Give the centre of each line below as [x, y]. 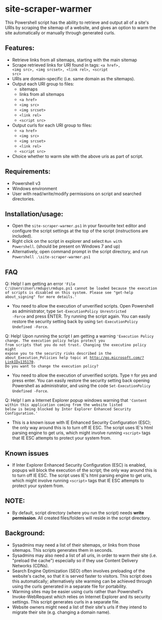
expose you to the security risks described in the [58, 354]
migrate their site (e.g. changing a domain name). [61, 612]
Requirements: [28, 172]
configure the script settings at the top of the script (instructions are [80, 231]
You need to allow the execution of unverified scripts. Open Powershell [83, 306]
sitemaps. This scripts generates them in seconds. [62, 550]
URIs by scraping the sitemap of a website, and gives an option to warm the [81, 27]
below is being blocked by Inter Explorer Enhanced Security [68, 409]
